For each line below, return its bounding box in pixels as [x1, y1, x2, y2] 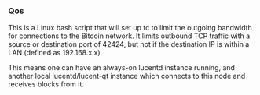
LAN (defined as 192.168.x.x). [8, 48, 103, 58]
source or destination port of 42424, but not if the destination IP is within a [8, 40, 250, 49]
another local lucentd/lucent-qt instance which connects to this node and [8, 72, 246, 81]
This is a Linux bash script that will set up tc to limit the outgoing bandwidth [8, 23, 253, 33]
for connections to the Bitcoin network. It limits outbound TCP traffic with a [8, 31, 251, 40]
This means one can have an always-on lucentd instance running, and [8, 63, 236, 72]
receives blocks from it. [8, 79, 85, 89]
